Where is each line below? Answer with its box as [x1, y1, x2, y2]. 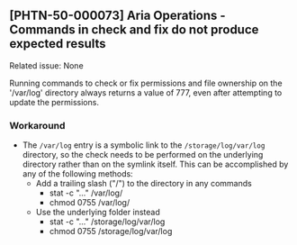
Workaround [9, 119, 66, 132]
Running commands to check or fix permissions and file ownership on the [9, 77, 283, 88]
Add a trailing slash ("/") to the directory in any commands [35, 178, 252, 189]
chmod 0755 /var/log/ [49, 197, 130, 208]
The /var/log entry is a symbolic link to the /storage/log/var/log [22, 140, 265, 150]
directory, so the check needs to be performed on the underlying [22, 150, 264, 160]
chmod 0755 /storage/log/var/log [49, 226, 173, 237]
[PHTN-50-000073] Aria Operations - [9, 8, 227, 23]
